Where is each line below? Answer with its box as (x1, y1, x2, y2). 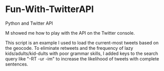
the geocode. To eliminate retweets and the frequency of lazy (5, 45, 134, 51)
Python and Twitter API (5, 20, 53, 26)
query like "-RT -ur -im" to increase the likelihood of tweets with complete (5, 55, 159, 61)
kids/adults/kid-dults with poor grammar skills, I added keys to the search (5, 50, 158, 56)
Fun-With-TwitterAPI (5, 4, 94, 15)
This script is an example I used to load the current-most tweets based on (5, 39, 159, 46)
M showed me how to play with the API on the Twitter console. (5, 30, 135, 36)
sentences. (5, 61, 29, 67)
